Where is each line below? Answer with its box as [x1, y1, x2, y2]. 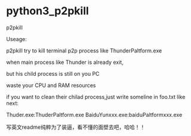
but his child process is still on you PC [6, 70, 100, 77]
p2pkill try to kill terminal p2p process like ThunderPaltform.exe [6, 47, 162, 54]
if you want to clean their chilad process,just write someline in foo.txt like [6, 93, 186, 100]
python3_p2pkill [6, 4, 90, 18]
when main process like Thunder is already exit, [6, 58, 124, 66]
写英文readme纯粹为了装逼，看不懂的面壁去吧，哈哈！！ [6, 123, 146, 131]
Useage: [6, 35, 27, 42]
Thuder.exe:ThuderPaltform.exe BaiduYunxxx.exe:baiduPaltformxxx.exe [6, 111, 183, 118]
